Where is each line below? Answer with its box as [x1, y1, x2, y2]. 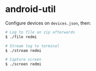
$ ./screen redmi [5, 61, 42, 67]
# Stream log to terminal [5, 43, 59, 48]
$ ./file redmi [5, 34, 37, 39]
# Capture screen [5, 57, 42, 62]
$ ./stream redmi [5, 48, 42, 53]
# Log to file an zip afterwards [5, 29, 75, 34]
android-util [5, 3, 56, 15]
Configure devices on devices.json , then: [5, 20, 91, 26]
